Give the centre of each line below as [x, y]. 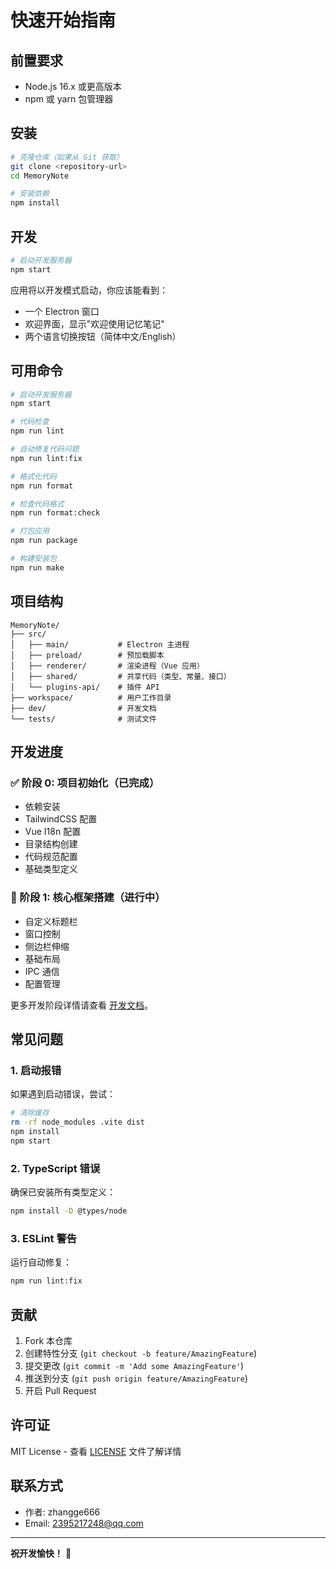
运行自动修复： [41, 1262]
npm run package [44, 541]
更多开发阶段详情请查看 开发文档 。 [81, 1005]
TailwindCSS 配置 [61, 819]
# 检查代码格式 [37, 504]
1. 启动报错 [36, 1070]
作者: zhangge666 [62, 1512]
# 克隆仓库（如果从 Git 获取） [67, 157]
